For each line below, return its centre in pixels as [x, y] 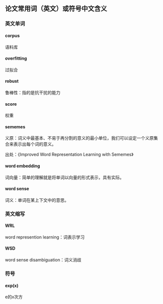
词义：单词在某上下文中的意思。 [37, 200]
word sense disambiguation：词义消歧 [43, 260]
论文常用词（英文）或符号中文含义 [56, 9]
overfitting [16, 58]
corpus [13, 35]
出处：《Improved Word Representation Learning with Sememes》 [69, 155]
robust [12, 81]
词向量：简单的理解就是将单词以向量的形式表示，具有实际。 [65, 177]
